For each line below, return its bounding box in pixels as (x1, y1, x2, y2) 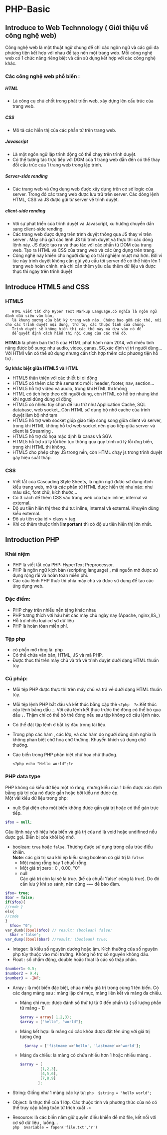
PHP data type (5, 773, 41, 780)
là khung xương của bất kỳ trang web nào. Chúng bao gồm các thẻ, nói (11, 318, 162, 323)
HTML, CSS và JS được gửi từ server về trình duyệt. (12, 196, 119, 202)
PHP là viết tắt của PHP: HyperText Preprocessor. (12, 562, 114, 568)
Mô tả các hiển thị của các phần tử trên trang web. (12, 127, 116, 133)
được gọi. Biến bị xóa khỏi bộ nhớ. (5, 834, 75, 840)
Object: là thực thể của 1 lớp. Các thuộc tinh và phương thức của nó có (12, 1099, 158, 1105)
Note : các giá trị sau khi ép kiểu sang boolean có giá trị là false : (12, 854, 145, 860)
